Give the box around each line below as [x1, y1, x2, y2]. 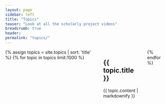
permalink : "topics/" [5, 36, 50, 41]
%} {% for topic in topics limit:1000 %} [5, 54, 85, 60]
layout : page [5, 7, 32, 13]
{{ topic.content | [103, 87, 138, 93]
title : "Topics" [5, 17, 39, 22]
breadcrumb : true [5, 26, 41, 31]
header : [5, 31, 21, 36]
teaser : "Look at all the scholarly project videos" [5, 21, 117, 27]
